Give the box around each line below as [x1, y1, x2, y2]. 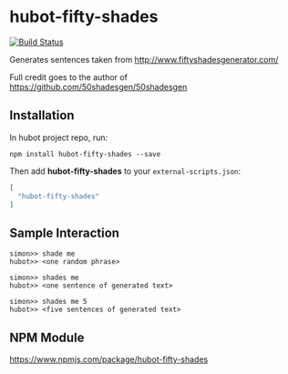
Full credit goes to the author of [9, 71, 128, 83]
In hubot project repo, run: [9, 132, 108, 143]
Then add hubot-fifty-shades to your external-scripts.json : [9, 166, 242, 177]
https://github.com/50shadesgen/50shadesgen [9, 81, 188, 92]
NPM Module [9, 329, 85, 345]
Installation [9, 107, 75, 124]
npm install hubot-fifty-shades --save [9, 149, 161, 158]
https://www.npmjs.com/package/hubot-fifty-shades [9, 354, 209, 365]
